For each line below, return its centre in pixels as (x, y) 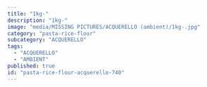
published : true (31, 66)
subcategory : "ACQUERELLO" (47, 40)
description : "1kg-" (38, 20)
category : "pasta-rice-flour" (52, 33)
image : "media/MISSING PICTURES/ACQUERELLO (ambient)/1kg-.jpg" (104, 27)
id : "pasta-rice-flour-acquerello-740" (66, 72)
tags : (15, 46)
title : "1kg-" (28, 14)
